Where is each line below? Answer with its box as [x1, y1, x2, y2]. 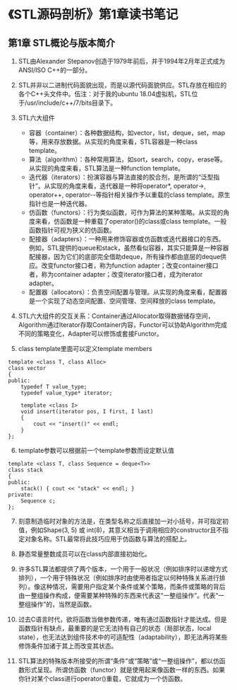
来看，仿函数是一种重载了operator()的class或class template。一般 [35, 217, 227, 225]
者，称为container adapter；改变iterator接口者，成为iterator [28, 270, 203, 278]
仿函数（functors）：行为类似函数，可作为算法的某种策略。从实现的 [28, 208, 224, 217]
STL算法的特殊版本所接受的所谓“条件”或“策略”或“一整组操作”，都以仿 [18, 657, 219, 665]
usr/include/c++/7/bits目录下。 [26, 98, 117, 107]
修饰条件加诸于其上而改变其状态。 [18, 642, 118, 650]
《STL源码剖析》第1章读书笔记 [8, 6, 178, 23]
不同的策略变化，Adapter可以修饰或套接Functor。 [18, 330, 163, 338]
